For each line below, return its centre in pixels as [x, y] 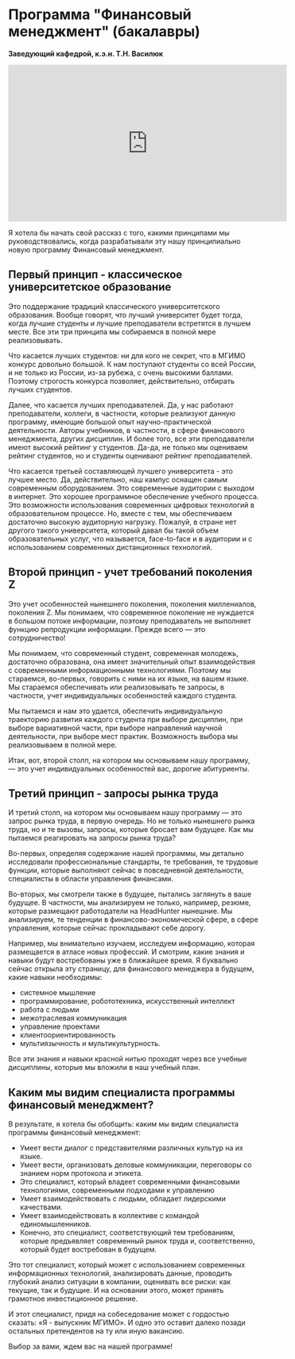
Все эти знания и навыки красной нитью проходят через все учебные [128, 1059]
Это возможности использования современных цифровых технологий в [131, 505]
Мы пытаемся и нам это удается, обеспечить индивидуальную [116, 711]
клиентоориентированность [68, 1035]
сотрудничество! [37, 638]
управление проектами [60, 1027]
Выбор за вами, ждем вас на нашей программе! [91, 1346]
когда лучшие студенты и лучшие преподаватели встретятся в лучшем [130, 323]
